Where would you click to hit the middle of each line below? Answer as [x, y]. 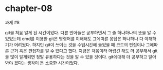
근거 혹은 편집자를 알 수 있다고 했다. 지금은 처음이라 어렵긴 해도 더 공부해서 [81, 51]
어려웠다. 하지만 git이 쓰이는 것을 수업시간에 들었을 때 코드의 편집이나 [79, 44]
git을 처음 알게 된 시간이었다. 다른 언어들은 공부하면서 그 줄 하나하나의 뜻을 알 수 [81, 32]
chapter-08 [29, 8]
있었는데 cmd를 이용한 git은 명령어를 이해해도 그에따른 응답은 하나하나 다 [74, 39]
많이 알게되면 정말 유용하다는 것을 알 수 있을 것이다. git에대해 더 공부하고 [79, 56]
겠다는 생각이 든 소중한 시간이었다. [46, 63]
